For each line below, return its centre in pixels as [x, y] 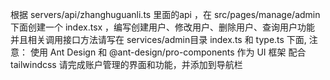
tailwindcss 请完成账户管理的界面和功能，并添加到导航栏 [126, 64]
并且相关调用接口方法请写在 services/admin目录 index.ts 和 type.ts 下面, [158, 39]
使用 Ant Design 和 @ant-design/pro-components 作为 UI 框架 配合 [168, 52]
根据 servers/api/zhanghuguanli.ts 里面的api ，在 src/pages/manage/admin [165, 14]
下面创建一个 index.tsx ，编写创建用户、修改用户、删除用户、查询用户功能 [163, 27]
